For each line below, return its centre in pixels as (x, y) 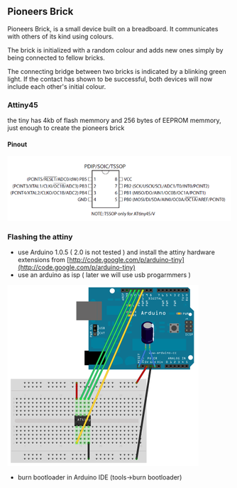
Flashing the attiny (40, 237)
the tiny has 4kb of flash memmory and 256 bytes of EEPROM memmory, (114, 121)
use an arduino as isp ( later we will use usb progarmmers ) (104, 275)
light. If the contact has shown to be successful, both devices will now (110, 79)
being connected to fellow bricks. (56, 58)
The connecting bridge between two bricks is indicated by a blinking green (117, 71)
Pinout (17, 144)
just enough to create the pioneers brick (66, 128)
